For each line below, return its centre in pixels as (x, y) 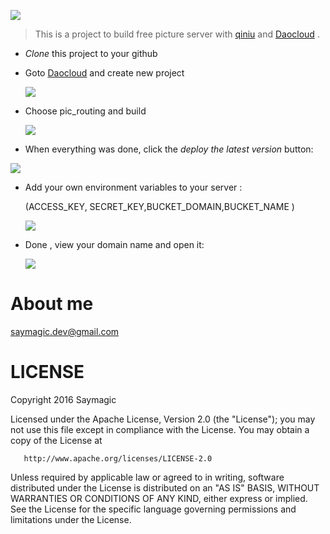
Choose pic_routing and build (85, 111)
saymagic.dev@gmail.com (65, 331)
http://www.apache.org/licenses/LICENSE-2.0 (118, 458)
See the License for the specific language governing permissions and (153, 509)
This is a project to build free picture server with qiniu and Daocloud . (177, 34)
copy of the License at (56, 440)
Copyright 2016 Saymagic (63, 399)
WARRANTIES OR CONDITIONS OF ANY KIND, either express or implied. (159, 498)
